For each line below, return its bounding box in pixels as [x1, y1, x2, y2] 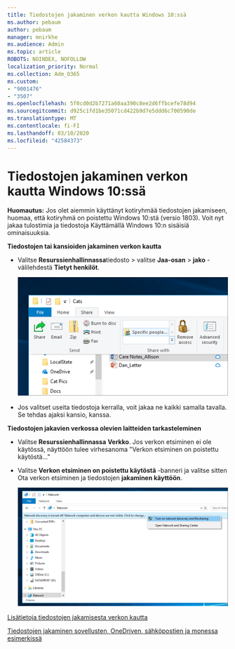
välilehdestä [17, 263, 53, 272]
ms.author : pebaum [7, 18, 61, 26]
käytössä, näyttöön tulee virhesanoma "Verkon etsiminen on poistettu [17, 446, 219, 454]
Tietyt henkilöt [53, 263, 98, 272]
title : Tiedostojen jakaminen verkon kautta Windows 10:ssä [7, 11, 187, 18]
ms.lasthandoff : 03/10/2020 [7, 130, 90, 137]
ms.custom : [7, 78, 39, 85]
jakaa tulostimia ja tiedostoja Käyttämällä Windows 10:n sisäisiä [7, 221, 189, 229]
